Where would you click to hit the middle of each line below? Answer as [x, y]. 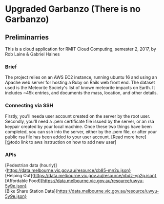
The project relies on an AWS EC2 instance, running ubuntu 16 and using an [81, 77]
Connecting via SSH [29, 106]
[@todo [13, 142]
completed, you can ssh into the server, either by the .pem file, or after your [81, 131]
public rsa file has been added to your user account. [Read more [70, 137]
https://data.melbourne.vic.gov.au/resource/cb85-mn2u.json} [69, 170]
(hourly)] [48, 165]
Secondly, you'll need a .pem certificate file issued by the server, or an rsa [80, 121]
